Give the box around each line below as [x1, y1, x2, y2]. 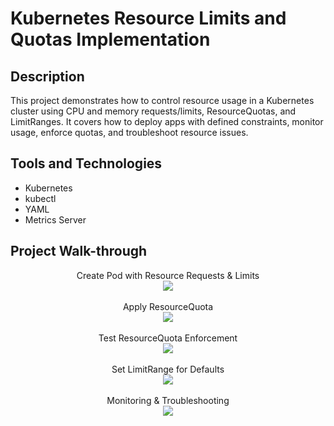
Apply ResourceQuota [122, 300, 214, 312]
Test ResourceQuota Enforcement [98, 332, 238, 344]
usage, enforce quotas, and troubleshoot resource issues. [10, 127, 249, 138]
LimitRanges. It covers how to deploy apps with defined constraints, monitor [10, 116, 324, 127]
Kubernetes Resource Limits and [10, 7, 287, 30]
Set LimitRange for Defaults [111, 363, 225, 375]
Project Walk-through [10, 243, 148, 260]
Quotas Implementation [10, 28, 211, 51]
